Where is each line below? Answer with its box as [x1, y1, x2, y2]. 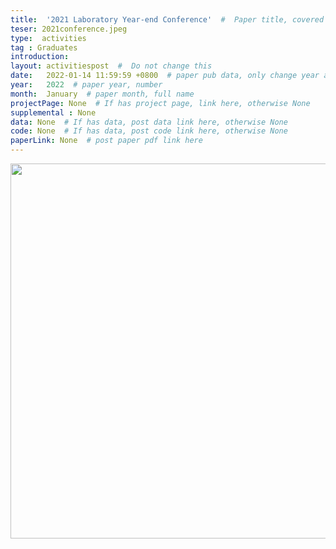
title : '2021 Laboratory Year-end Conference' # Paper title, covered [10, 14, 325, 25]
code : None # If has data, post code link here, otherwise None [10, 126, 288, 136]
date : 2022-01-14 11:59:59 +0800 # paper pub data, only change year [10, 71, 320, 81]
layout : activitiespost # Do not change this [10, 61, 213, 71]
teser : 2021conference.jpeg [10, 24, 128, 34]
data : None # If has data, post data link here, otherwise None [10, 117, 288, 127]
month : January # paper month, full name [10, 89, 195, 99]
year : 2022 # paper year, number [10, 80, 163, 90]
